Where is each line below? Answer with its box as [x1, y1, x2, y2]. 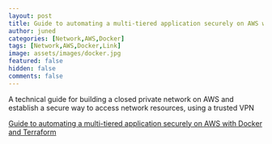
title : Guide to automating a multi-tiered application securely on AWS [8, 19, 259, 28]
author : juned [8, 27, 57, 35]
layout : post [8, 11, 53, 20]
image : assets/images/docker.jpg [8, 49, 121, 57]
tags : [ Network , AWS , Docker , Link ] [8, 42, 121, 50]
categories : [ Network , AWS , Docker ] [8, 34, 125, 43]
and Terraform [8, 127, 57, 137]
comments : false [8, 72, 63, 80]
